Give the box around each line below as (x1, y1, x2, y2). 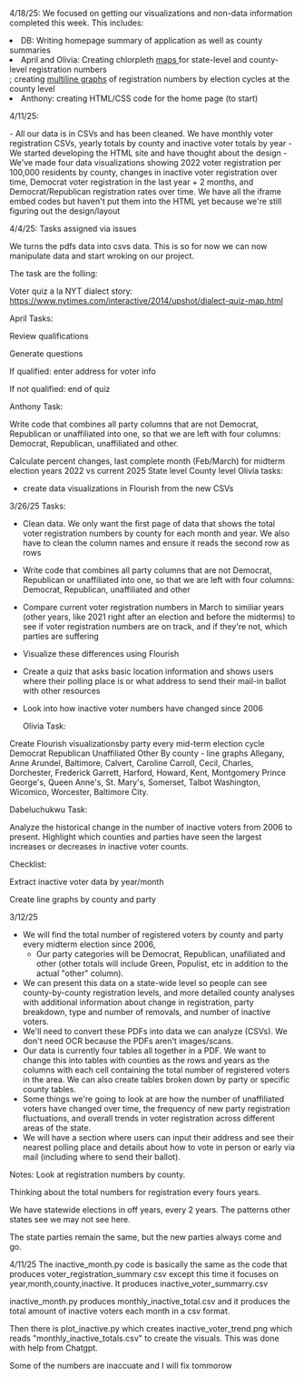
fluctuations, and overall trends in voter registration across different (22, 1113, 275, 1123)
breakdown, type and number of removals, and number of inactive (22, 1007, 270, 1017)
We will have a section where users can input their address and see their (22, 1132, 295, 1142)
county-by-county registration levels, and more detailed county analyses (22, 987, 295, 998)
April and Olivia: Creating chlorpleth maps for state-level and (21, 55, 248, 65)
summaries (9, 45, 52, 55)
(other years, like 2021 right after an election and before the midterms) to (22, 611, 296, 622)
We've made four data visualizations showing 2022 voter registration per (9, 157, 281, 167)
